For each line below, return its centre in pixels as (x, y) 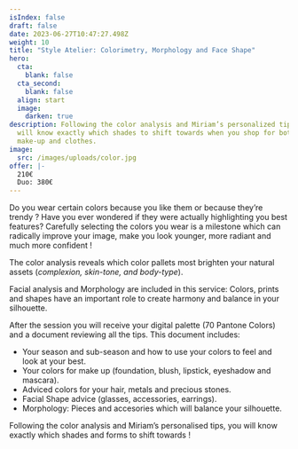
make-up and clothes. (57, 141)
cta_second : (39, 83)
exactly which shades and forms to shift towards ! (100, 435)
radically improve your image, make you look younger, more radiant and (141, 236)
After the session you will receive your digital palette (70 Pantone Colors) (143, 326)
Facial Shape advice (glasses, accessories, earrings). (119, 399)
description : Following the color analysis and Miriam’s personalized (142, 125)
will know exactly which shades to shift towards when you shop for (146, 133)
